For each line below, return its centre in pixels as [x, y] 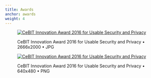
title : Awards [19, 10]
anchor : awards [20, 14]
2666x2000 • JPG [36, 47]
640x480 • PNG [34, 71]
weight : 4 [15, 19]
